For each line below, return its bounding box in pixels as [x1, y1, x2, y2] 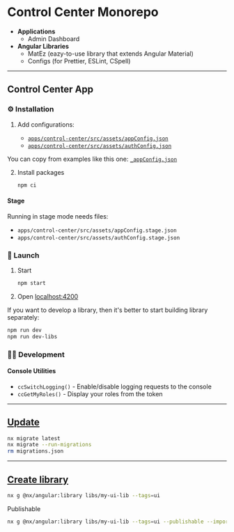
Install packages [17, 168, 65, 176]
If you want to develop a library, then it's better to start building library [7, 306, 208, 314]
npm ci [17, 182, 37, 189]
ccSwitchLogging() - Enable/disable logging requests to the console [17, 382, 212, 391]
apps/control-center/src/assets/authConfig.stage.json [17, 234, 180, 241]
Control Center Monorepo [7, 4, 159, 20]
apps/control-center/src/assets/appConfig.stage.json [17, 227, 177, 234]
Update [7, 416, 40, 428]
